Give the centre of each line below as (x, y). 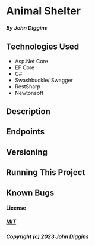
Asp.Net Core (31, 61)
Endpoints (26, 132)
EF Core (25, 67)
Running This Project (46, 172)
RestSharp (27, 86)
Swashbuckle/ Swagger (44, 80)
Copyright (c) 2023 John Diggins (47, 236)
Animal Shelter (44, 11)
